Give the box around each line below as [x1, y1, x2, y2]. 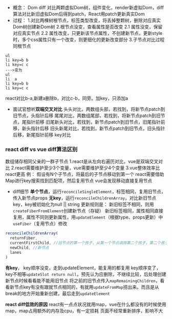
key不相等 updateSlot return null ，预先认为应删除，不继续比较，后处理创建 [5, 271, 166, 277]
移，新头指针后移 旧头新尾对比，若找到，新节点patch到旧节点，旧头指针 [12, 125, 165, 131]
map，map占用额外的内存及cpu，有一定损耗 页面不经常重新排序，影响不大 [5, 307, 163, 314]
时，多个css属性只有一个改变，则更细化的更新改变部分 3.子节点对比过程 [12, 36, 165, 43]
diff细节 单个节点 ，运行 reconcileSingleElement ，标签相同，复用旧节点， [12, 189, 166, 195]
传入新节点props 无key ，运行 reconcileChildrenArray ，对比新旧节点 [12, 195, 157, 201]
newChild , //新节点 [10, 245, 49, 250]
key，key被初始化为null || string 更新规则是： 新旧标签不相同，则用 [12, 202, 155, 208]
